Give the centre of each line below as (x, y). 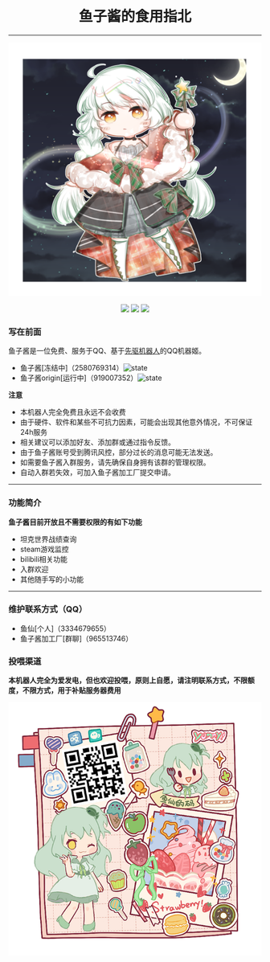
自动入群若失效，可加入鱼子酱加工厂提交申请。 (97, 473)
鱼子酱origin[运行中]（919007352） (79, 378)
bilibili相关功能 (44, 559)
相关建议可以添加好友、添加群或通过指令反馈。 (97, 442)
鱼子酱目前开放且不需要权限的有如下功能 (75, 522)
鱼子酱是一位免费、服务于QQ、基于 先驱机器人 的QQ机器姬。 (107, 351)
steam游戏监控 (45, 549)
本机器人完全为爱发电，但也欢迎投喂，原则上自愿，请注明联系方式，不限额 (131, 681)
